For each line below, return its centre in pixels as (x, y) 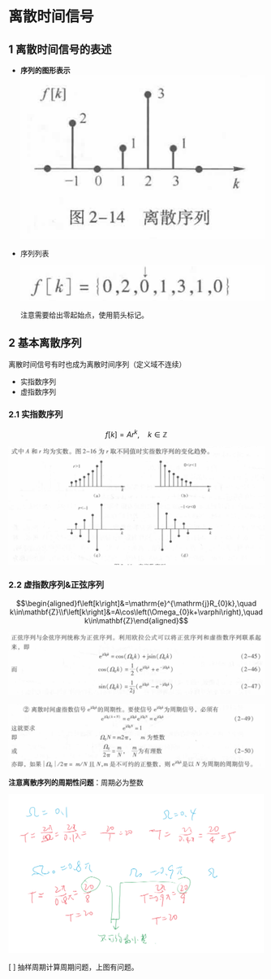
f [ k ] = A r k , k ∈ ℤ (136, 434)
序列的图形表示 (45, 70)
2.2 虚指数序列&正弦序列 (56, 585)
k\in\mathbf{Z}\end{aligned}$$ (136, 620)
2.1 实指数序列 (36, 414)
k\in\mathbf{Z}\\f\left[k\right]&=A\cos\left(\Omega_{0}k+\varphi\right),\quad (136, 612)
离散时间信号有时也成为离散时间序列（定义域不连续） (97, 364)
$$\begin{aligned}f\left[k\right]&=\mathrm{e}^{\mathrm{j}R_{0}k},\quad (136, 603)
